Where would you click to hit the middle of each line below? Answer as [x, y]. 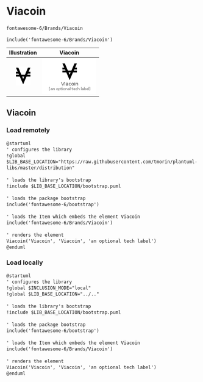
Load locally [25, 262]
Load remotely [28, 130]
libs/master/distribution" [41, 168]
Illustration [23, 52]
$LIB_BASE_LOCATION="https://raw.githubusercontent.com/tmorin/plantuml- [102, 162]
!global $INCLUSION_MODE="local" [49, 288]
